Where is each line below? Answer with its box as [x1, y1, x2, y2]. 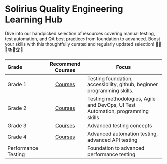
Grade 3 [7, 122, 27, 129]
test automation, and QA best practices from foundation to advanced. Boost [5, 36, 160, 42]
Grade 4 [7, 133, 27, 140]
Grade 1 [7, 81, 27, 88]
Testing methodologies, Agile [87, 95, 156, 102]
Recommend [49, 60, 81, 67]
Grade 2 [7, 104, 27, 111]
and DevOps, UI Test [87, 101, 136, 108]
